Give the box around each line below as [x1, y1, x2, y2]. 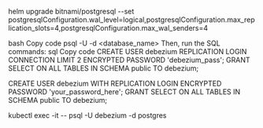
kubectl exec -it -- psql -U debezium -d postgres [8, 111, 167, 120]
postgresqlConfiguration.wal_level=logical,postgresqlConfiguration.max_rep [8, 15, 255, 24]
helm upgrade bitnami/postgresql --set [8, 7, 135, 16]
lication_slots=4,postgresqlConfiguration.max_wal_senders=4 [8, 24, 209, 32]
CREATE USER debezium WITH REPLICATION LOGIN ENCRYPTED [8, 79, 222, 88]
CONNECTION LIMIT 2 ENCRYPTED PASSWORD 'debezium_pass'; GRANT [8, 55, 250, 64]
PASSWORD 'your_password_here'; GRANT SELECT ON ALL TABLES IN [8, 87, 241, 97]
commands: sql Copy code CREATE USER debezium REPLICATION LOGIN [8, 47, 247, 56]
